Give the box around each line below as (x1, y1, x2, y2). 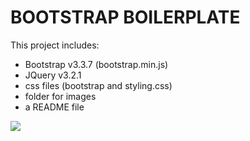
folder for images (24, 90, 97, 102)
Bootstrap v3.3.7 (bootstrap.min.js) (24, 58, 169, 70)
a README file (24, 101, 85, 113)
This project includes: (10, 39, 100, 51)
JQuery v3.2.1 (24, 69, 82, 81)
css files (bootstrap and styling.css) (24, 79, 173, 91)
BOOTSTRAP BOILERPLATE (10, 6, 241, 29)
